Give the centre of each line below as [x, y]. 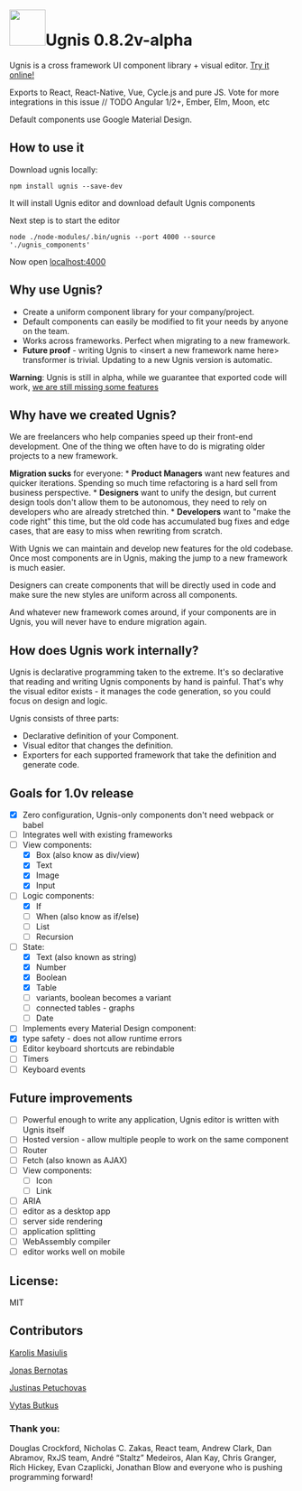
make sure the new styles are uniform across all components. [124, 595]
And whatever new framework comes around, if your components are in [143, 612]
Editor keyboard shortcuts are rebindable [98, 1048]
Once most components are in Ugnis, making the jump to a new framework [149, 558]
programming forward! [51, 1477]
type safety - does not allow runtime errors [102, 1039]
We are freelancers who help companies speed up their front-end [131, 437]
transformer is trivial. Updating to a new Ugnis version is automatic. [147, 359]
